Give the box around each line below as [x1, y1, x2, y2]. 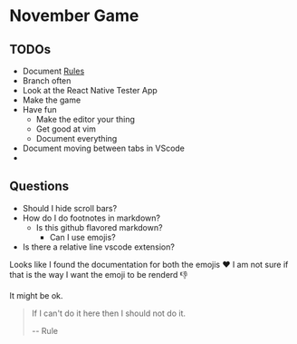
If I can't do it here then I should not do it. [31, 308, 187, 319]
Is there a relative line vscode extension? [22, 241, 175, 252]
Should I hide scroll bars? [22, 202, 118, 213]
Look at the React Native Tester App [22, 85, 158, 95]
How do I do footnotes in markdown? [22, 212, 161, 223]
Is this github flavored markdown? [35, 221, 163, 232]
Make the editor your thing [35, 114, 136, 124]
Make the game [22, 94, 81, 105]
